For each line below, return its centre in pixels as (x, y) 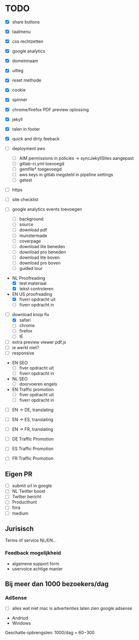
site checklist (25, 200)
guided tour (31, 268)
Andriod (20, 618)
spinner (20, 100)
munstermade (33, 236)
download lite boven (39, 257)
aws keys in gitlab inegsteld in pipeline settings (66, 175)
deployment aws (29, 148)
